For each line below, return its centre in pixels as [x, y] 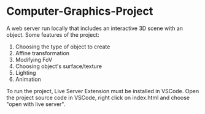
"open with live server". [36, 104]
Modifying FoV [34, 59]
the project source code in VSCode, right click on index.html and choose [98, 97]
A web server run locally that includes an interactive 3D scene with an [95, 28]
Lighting [25, 72]
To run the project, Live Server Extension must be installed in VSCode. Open [103, 91]
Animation [28, 79]
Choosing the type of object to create [63, 47]
